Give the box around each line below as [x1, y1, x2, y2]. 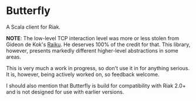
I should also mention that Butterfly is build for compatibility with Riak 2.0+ [6, 82, 186, 89]
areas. [6, 53, 22, 60]
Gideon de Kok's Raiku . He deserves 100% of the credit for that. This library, [6, 41, 191, 48]
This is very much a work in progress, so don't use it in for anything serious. [6, 64, 190, 71]
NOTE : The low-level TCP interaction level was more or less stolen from [6, 34, 180, 41]
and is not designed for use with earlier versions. [6, 88, 124, 95]
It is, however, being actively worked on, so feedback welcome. [6, 71, 160, 78]
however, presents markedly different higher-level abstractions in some [6, 47, 179, 54]
